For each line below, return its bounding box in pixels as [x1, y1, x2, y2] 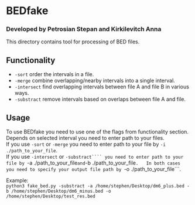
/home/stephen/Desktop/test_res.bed [6, 193, 95, 200]
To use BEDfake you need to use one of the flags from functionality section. [6, 128, 189, 135]
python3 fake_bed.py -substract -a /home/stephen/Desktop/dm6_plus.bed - [6, 183, 190, 189]
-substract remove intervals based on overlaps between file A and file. [14, 95, 186, 103]
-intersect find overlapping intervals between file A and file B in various [14, 83, 189, 90]
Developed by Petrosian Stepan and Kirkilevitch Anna [6, 25, 162, 33]
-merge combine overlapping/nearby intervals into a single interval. [14, 77, 176, 84]
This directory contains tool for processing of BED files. [6, 38, 140, 45]
